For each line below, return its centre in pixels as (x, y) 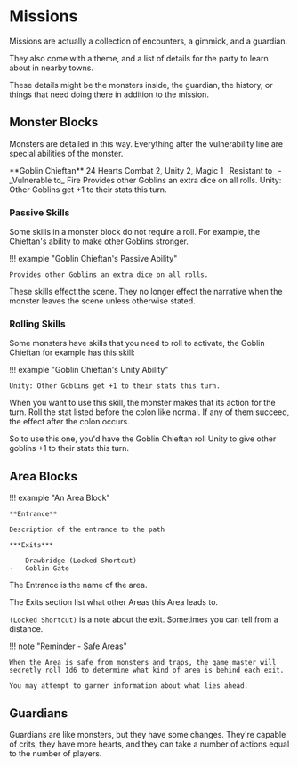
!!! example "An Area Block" (60, 498)
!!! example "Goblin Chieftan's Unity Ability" (89, 370)
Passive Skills (40, 213)
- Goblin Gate (39, 569)
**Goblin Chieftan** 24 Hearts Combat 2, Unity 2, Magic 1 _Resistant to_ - (145, 170)
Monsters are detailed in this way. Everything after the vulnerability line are (146, 143)
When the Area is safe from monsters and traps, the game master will (143, 663)
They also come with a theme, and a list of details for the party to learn (139, 58)
